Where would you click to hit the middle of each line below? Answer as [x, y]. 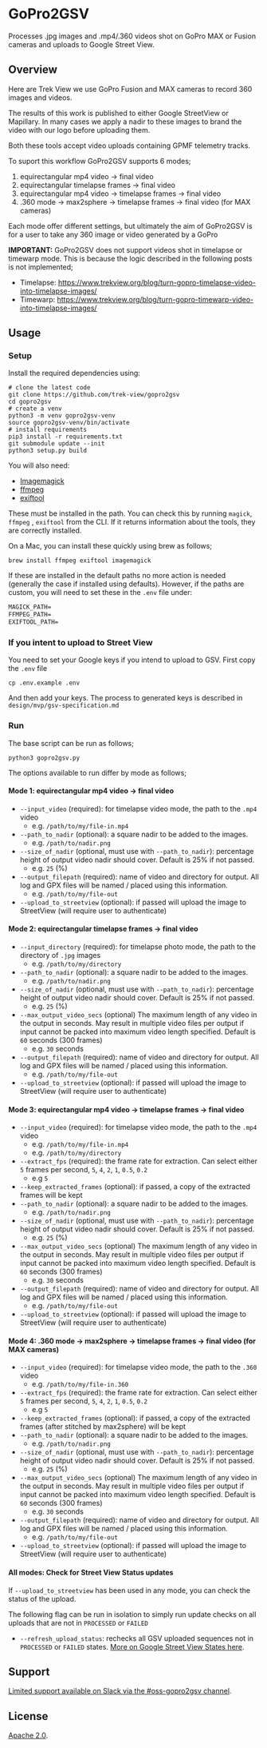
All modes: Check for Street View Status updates [91, 1573]
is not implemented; [41, 267]
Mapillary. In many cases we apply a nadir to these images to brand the [125, 122]
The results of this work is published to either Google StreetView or [118, 113]
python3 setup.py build [48, 451]
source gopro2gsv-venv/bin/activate [69, 423]
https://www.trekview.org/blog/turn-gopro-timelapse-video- [157, 282]
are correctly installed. [45, 531]
